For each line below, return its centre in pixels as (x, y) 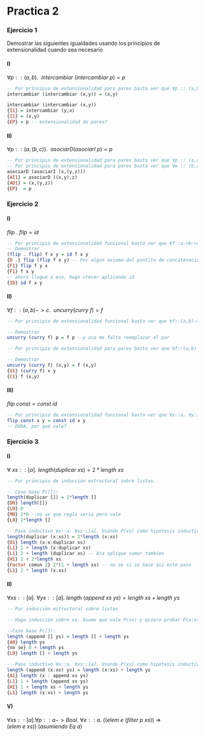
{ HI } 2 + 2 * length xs (34, 559)
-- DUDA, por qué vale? (37, 426)
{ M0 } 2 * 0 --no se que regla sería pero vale (64, 514)
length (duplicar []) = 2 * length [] (52, 497)
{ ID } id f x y (25, 283)
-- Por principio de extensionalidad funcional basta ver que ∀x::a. (97, 415)
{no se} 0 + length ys (35, 648)
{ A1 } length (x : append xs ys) (48, 675)
